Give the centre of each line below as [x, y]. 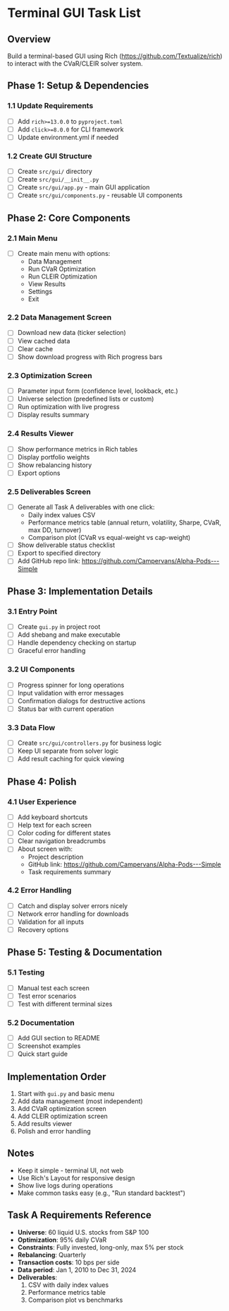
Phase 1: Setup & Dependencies [78, 86]
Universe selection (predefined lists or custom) [86, 399]
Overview [29, 39]
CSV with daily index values [68, 1285]
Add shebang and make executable [69, 635]
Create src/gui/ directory [55, 172]
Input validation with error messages [70, 693]
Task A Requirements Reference [79, 1215]
